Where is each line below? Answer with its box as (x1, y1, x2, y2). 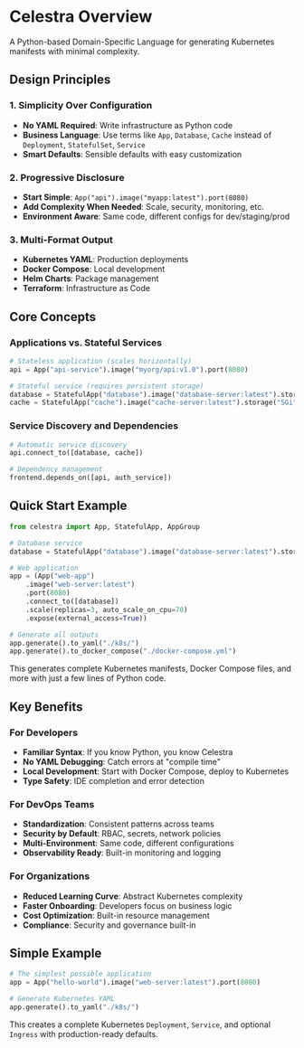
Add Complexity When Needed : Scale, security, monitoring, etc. (22, 201, 264, 212)
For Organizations (9, 870, 90, 883)
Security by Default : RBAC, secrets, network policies (22, 828, 222, 839)
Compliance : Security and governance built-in (22, 920, 196, 930)
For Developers (9, 726, 79, 739)
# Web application (9, 563, 79, 572)
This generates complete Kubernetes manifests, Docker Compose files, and (9, 663, 292, 675)
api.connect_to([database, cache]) (9, 448, 144, 458)
